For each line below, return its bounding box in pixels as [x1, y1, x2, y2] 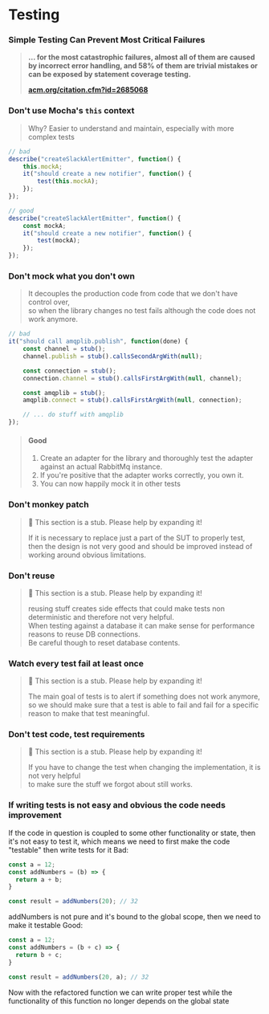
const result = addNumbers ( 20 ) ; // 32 [8, 898, 138, 906]
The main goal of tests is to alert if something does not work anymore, [27, 692, 261, 702]
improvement [8, 809, 62, 821]
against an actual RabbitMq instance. [39, 462, 163, 471]
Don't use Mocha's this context [8, 105, 135, 116]
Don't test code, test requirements [8, 729, 145, 740]
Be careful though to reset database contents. [27, 637, 181, 647]
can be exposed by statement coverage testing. [27, 70, 191, 79]
